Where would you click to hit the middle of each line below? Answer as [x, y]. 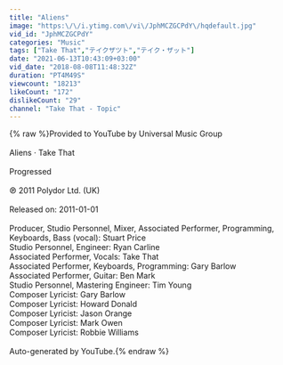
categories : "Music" [48, 42]
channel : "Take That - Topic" [65, 109]
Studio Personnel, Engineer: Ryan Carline [85, 247]
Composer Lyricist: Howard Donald [73, 304]
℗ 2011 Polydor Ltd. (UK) [55, 191]
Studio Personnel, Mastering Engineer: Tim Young [101, 285]
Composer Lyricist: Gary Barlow [68, 295]
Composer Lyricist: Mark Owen [66, 323]
